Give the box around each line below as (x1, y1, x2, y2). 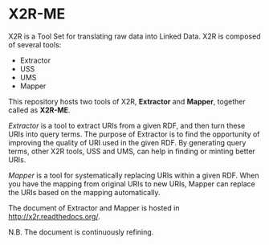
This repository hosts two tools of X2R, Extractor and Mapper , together (8, 96, 247, 106)
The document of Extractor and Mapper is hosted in (8, 202, 180, 213)
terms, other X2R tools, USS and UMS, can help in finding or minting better (8, 146, 255, 156)
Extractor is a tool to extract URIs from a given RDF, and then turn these (8, 120, 246, 130)
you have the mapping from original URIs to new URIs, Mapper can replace (8, 178, 255, 189)
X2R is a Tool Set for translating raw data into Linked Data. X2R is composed (8, 31, 261, 41)
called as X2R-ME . (8, 105, 71, 115)
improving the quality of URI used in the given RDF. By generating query (8, 137, 247, 147)
